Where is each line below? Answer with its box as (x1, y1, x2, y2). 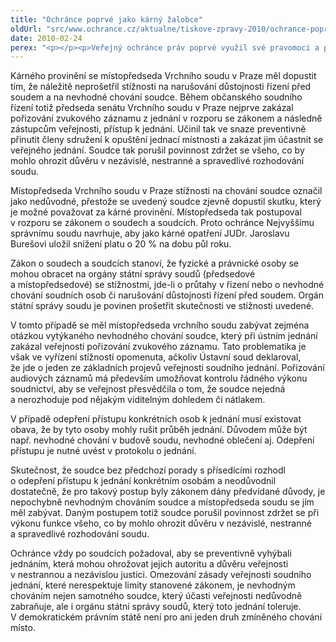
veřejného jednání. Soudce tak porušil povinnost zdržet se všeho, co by (10, 144, 305, 156)
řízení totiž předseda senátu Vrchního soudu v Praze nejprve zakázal (10, 102, 294, 114)
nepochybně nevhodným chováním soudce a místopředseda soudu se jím (10, 496, 315, 508)
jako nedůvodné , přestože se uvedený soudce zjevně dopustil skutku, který (10, 196, 322, 208)
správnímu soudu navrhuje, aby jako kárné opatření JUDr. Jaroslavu (10, 227, 290, 240)
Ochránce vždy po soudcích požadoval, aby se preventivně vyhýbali (10, 547, 292, 560)
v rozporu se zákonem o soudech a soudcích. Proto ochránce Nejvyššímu (10, 217, 315, 229)
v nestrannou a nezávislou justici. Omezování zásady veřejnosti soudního (10, 569, 312, 581)
